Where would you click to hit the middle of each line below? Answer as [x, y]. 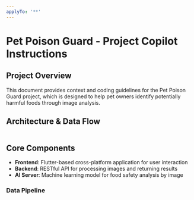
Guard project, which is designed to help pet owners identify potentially [93, 96]
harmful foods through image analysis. [53, 102]
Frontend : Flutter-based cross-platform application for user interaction [101, 162]
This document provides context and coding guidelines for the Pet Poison [96, 90]
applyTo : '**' [24, 12]
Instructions [37, 54]
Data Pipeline [26, 190]
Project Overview [39, 76]
